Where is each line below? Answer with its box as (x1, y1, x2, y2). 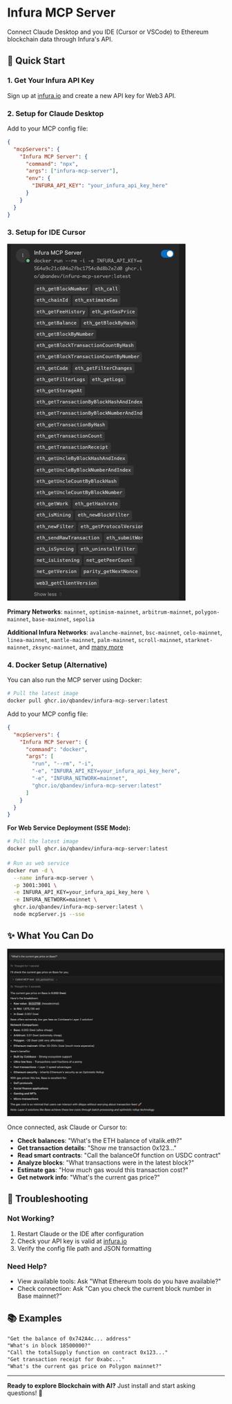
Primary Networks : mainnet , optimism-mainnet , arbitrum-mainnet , (7, 607, 194, 616)
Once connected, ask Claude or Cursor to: (7, 1123, 128, 1131)
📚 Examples (7, 1313, 62, 1325)
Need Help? (7, 1261, 48, 1271)
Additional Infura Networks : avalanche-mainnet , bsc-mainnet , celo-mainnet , (7, 628, 222, 636)
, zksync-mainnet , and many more (28, 643, 124, 651)
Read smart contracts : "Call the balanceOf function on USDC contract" (17, 1151, 221, 1160)
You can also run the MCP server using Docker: (7, 676, 142, 684)
